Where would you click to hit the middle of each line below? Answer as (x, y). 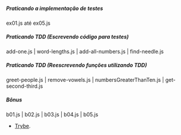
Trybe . (23, 126)
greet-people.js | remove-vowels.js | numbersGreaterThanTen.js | (85, 80)
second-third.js (24, 86)
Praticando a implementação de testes (55, 8)
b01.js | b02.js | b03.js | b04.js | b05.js (52, 114)
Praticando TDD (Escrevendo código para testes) (68, 37)
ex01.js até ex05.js (29, 23)
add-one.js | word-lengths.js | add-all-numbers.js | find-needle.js (85, 51)
